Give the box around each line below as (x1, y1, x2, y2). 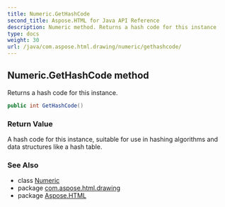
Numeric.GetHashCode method (7, 69, 150, 82)
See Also (7, 160, 39, 170)
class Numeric (17, 177, 60, 185)
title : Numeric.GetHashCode (7, 10, 91, 18)
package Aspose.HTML (17, 191, 87, 200)
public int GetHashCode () (7, 102, 83, 109)
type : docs (7, 30, 40, 38)
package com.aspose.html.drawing (17, 184, 121, 192)
